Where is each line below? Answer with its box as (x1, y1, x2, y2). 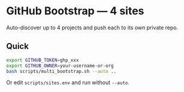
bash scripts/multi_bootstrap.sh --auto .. (6, 68, 117, 74)
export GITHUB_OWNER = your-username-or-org (6, 63, 114, 69)
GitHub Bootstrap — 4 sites (6, 4, 144, 18)
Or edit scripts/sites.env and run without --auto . (6, 79, 130, 86)
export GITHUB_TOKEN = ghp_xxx (6, 57, 79, 63)
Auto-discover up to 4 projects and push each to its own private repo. (6, 24, 179, 31)
